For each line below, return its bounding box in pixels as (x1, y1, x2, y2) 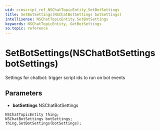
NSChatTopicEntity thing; (5, 112, 59, 117)
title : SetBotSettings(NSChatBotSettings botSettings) (5, 12, 122, 17)
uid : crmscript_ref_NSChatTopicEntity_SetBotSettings (5, 7, 120, 12)
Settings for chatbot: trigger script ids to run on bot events (5, 74, 125, 80)
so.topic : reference (5, 26, 48, 31)
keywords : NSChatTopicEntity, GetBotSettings (5, 21, 101, 26)
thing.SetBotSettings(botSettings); (5, 120, 81, 125)
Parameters (5, 89, 42, 97)
